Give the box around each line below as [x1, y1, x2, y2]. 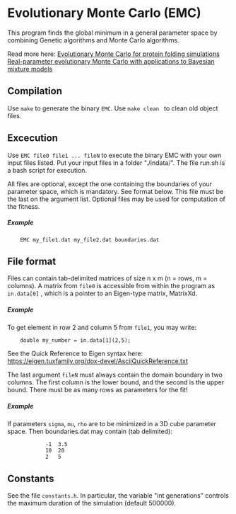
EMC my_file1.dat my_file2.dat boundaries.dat [20, 236, 160, 244]
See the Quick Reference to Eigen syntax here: [7, 349, 143, 358]
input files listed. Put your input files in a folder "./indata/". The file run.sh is [7, 158, 225, 167]
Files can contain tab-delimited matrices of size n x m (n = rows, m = [7, 274, 208, 282]
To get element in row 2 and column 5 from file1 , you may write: [7, 324, 196, 332]
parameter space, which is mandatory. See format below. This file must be [7, 187, 224, 195]
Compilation [7, 85, 62, 97]
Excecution [7, 132, 59, 144]
